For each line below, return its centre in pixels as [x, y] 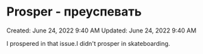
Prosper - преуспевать [74, 12]
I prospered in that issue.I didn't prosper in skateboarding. [88, 43]
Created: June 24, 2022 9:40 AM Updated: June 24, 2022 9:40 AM [101, 30]
